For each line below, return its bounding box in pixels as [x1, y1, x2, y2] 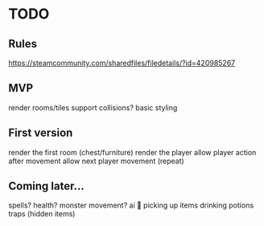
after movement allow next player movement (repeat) [8, 156, 185, 166]
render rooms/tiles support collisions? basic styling [8, 102, 178, 113]
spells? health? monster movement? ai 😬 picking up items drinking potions [8, 200, 254, 210]
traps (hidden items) [8, 209, 76, 219]
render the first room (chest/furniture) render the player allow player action [8, 147, 257, 157]
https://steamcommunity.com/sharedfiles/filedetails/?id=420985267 [8, 58, 236, 68]
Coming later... [8, 179, 85, 193]
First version [8, 126, 73, 140]
